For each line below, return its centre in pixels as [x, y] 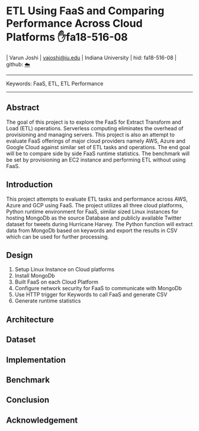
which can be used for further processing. [58, 237]
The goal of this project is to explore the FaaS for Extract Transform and [94, 122]
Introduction [30, 185]
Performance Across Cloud [75, 23]
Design [20, 255]
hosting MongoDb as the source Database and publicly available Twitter [94, 218]
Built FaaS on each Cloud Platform [57, 282]
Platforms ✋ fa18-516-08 [67, 37]
